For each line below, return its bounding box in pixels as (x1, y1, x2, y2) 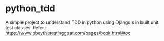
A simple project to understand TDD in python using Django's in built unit (5, 19, 159, 25)
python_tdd (5, 3, 55, 14)
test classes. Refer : (5, 24, 47, 30)
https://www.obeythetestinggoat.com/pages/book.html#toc (5, 30, 131, 36)
